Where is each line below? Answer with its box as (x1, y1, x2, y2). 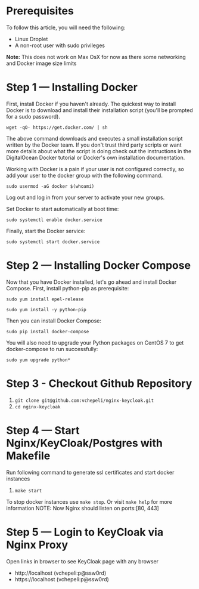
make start (14, 488, 42, 494)
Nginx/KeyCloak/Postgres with (6, 436, 163, 449)
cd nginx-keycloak (14, 404, 61, 410)
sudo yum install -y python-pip (6, 306, 86, 312)
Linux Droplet (14, 35, 48, 42)
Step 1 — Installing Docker (6, 80, 138, 94)
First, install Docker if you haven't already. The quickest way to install (6, 100, 176, 107)
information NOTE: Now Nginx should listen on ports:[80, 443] (6, 504, 159, 511)
